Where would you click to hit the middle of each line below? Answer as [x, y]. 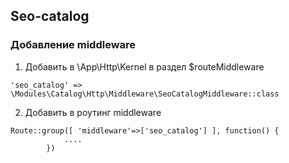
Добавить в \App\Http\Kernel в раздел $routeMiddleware [144, 66]
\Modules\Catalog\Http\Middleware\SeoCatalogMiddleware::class [145, 94]
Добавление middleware [73, 45]
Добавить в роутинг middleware [93, 112]
